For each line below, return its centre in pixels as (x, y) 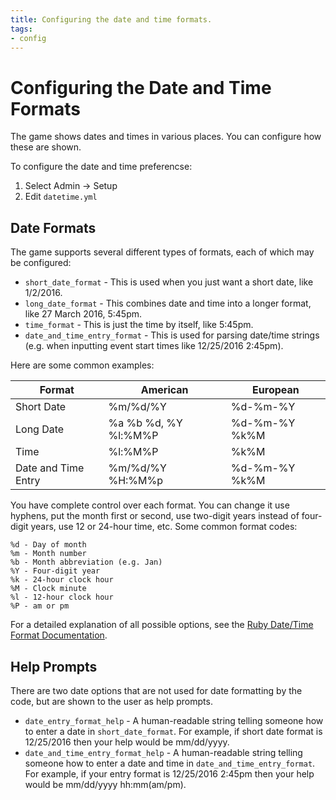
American (164, 390)
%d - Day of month (48, 545)
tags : (21, 29)
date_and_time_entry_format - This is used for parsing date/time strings (172, 335)
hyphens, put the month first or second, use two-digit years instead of (155, 516)
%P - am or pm (40, 606)
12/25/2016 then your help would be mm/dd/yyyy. (127, 742)
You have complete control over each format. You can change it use (150, 505)
